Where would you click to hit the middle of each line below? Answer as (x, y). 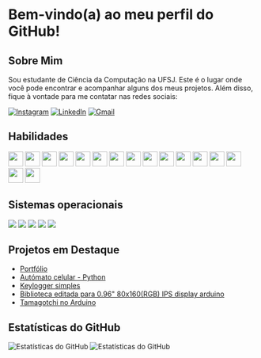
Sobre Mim (36, 61)
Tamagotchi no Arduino (58, 303)
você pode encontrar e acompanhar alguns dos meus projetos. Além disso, (130, 88)
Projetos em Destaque (64, 250)
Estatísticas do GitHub (64, 328)
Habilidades (38, 137)
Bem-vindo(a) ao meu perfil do (111, 15)
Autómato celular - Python (62, 277)
